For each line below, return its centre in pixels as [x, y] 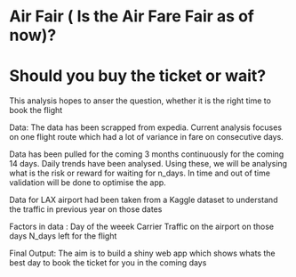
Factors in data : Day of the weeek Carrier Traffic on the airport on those [141, 227]
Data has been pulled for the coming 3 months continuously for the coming [147, 154]
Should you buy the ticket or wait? [138, 76]
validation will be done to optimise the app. [88, 183]
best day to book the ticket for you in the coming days [108, 263]
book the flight [36, 110]
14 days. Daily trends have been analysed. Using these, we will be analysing [148, 164]
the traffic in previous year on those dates [86, 209]
